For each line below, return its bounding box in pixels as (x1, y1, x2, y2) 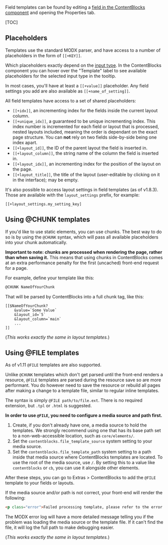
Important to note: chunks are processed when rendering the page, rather (5, 249, 162, 255)
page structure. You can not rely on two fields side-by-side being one (12, 134, 157, 140)
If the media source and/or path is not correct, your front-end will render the (5, 490, 163, 496)
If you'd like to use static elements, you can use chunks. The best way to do (5, 229, 162, 235)
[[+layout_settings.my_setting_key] (5, 201, 82, 206)
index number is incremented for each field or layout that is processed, (12, 123, 159, 130)
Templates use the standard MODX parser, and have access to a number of (5, 47, 161, 53)
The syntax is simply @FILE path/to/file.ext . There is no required (5, 397, 143, 403)
